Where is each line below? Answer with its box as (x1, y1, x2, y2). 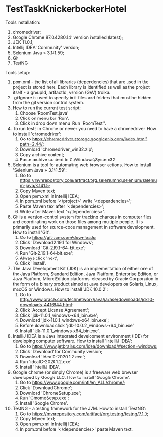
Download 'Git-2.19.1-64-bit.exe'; (19, 245, 86, 251)
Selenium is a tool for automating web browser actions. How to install (12, 162, 151, 168)
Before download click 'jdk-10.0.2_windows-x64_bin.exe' (19, 322, 134, 328)
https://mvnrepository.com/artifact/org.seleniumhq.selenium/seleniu (19, 177, 157, 183)
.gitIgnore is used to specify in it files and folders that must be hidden (12, 94, 152, 100)
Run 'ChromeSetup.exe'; (19, 395, 69, 401)
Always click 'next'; (19, 255, 59, 261)
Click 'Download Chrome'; (19, 384, 72, 391)
